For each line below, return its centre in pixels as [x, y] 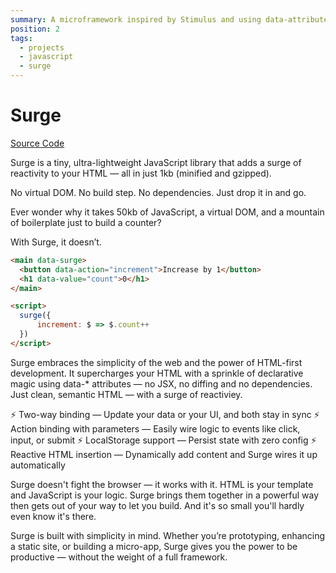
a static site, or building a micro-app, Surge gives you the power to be [154, 546]
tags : [21, 38]
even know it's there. [53, 516]
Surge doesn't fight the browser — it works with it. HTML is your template [162, 484]
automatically [38, 465]
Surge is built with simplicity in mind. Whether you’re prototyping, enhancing [168, 535]
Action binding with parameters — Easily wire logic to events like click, [155, 428]
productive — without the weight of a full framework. [119, 557]
